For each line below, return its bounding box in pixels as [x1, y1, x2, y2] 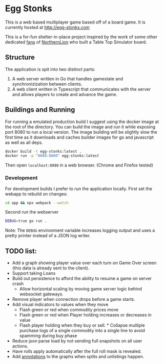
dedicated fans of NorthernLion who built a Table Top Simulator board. [5, 39, 147, 45]
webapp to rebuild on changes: [5, 191, 68, 196]
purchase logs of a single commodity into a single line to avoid [19, 328, 145, 334]
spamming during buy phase [19, 333, 77, 339]
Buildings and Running [5, 106, 75, 114]
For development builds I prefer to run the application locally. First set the [5, 186, 152, 192]
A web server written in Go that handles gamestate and [12, 75, 123, 81]
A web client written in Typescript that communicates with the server [12, 86, 151, 92]
